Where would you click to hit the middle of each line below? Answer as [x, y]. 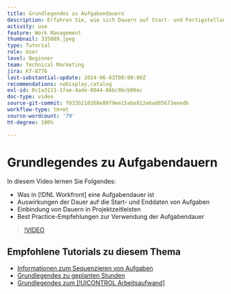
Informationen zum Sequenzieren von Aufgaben [85, 269]
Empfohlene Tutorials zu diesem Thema [94, 252]
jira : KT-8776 [27, 71]
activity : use [27, 26]
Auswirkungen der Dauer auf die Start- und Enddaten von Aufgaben [113, 202]
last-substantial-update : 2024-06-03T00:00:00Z [77, 77]
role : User [23, 52]
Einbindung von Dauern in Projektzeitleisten [79, 209]
